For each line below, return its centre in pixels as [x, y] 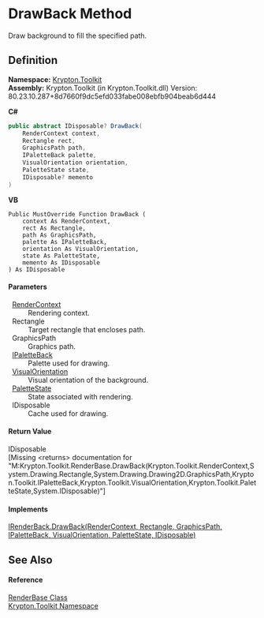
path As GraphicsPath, [59, 235]
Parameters [28, 287]
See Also [30, 560]
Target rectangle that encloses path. [87, 329]
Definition [33, 60]
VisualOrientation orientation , [75, 163]
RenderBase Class [38, 597]
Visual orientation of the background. [88, 380]
